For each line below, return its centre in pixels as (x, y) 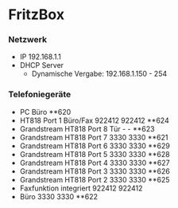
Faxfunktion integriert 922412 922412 (81, 188)
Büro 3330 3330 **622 (58, 196)
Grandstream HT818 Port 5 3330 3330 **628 (95, 154)
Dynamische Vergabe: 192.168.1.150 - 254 (99, 74)
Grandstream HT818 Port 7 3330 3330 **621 (94, 137)
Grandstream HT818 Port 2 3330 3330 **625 (95, 179)
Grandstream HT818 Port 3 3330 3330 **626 (95, 171)
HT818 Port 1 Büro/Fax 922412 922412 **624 (94, 120)
